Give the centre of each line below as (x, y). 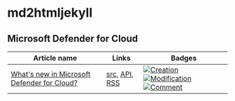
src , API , (120, 74)
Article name (55, 58)
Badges (184, 58)
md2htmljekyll (50, 13)
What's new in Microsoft (51, 74)
